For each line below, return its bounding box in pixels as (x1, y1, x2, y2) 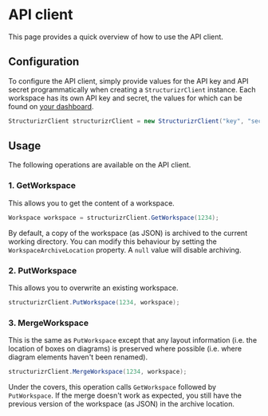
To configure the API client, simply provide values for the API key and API (8, 76, 249, 85)
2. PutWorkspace (8, 265, 77, 276)
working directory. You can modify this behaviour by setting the (8, 237, 217, 246)
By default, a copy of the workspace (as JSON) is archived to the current (8, 228, 248, 237)
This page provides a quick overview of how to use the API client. (8, 32, 223, 41)
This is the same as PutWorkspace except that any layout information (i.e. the (8, 336, 258, 345)
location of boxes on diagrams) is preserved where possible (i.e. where (8, 344, 242, 354)
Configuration (8, 55, 80, 69)
